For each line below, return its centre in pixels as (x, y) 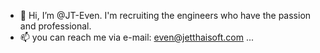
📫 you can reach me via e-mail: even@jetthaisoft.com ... (137, 37)
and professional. (55, 26)
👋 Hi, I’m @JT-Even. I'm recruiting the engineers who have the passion (165, 15)
